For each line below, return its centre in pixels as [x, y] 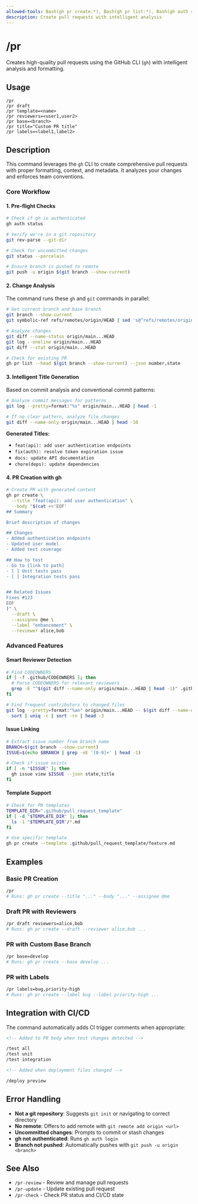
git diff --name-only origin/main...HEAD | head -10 [72, 423]
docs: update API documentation [54, 458]
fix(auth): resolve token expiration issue [69, 451]
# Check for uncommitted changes [47, 250]
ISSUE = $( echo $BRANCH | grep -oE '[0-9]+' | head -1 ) [74, 753]
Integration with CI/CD [48, 1013]
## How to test [25, 560]
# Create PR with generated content [51, 490]
